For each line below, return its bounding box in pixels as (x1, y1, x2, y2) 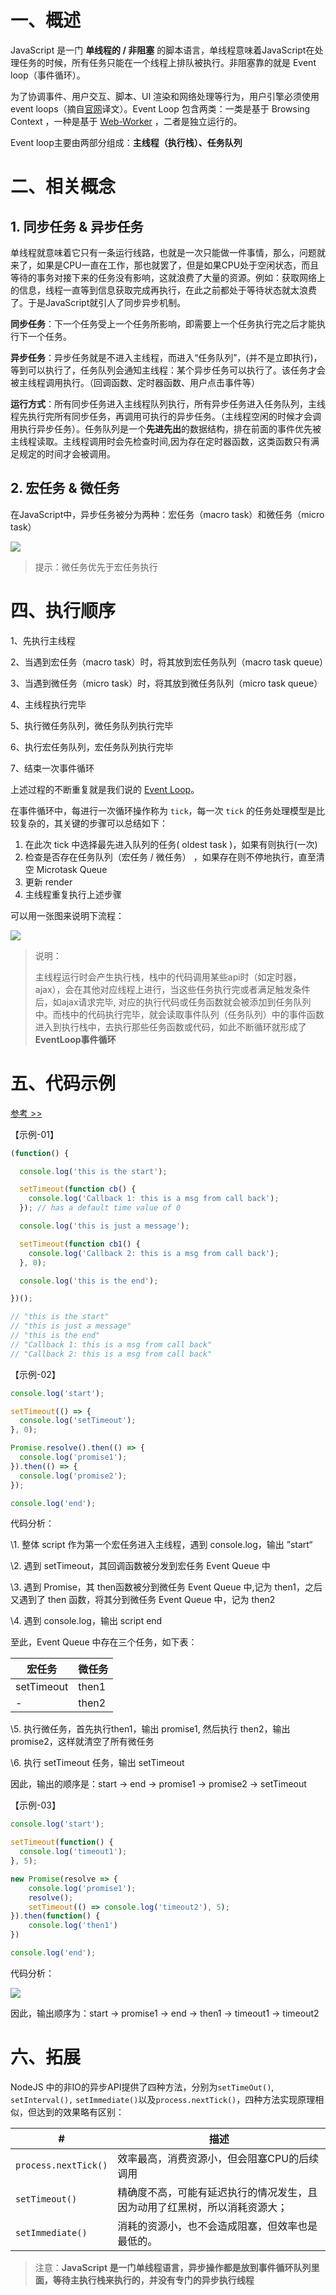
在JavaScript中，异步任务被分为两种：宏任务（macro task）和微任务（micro (10, 508, 325, 520)
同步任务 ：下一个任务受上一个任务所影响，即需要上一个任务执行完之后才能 (10, 317, 317, 330)
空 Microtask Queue (24, 863, 108, 875)
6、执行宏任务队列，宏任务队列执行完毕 (10, 741, 174, 753)
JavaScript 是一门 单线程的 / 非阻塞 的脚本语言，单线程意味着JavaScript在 (10, 44, 315, 56)
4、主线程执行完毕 (10, 698, 87, 710)
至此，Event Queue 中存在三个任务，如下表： (10, 1636, 198, 1648)
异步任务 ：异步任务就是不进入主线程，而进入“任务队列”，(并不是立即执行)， (10, 351, 323, 363)
